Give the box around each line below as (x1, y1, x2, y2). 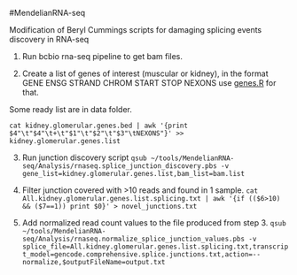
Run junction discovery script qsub (21, 152, 148, 163)
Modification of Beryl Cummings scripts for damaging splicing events (9, 25, 262, 34)
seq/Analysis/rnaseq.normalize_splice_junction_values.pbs (21, 234, 246, 243)
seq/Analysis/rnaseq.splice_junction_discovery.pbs (21, 162, 217, 171)
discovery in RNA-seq (9, 34, 90, 44)
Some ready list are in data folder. (9, 104, 133, 114)
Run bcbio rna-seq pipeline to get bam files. (21, 51, 184, 61)
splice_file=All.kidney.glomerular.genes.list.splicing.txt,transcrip (21, 242, 289, 251)
